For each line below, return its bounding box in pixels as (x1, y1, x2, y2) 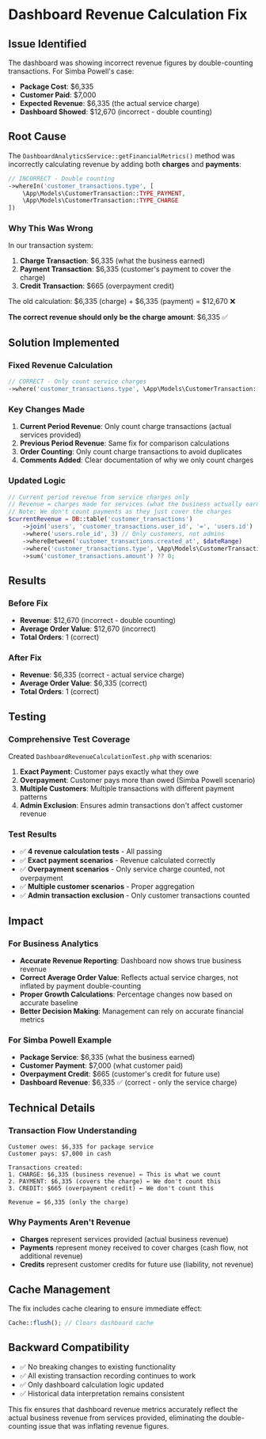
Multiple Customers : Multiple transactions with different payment (19, 784, 235, 793)
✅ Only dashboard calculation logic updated (19, 1380, 165, 1389)
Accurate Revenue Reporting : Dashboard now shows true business (19, 956, 241, 966)
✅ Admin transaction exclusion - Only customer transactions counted (19, 890, 250, 900)
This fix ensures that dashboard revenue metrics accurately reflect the (8, 1404, 238, 1414)
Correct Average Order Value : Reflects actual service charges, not (19, 973, 239, 982)
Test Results (8, 829, 57, 840)
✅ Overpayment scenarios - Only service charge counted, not (19, 864, 226, 874)
